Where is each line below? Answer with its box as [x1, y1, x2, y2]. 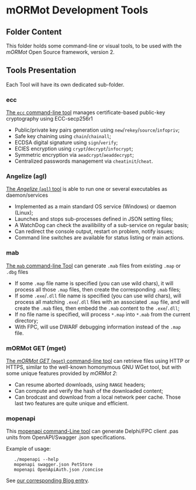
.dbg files [6, 268, 29, 275]
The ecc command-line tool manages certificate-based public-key [6, 109, 166, 116]
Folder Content [6, 27, 62, 37]
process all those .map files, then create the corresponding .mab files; [14, 286, 181, 293]
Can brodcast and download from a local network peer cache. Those [14, 393, 181, 400]
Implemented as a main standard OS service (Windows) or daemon [14, 203, 177, 210]
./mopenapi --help [13, 457, 59, 462]
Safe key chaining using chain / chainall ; [14, 133, 111, 140]
